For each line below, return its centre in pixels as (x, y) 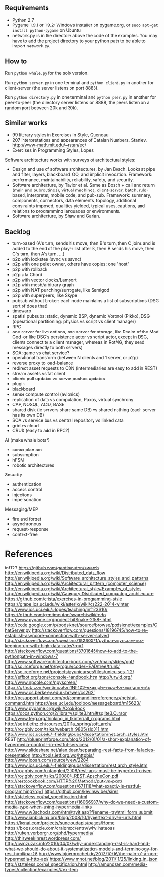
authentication (27, 484)
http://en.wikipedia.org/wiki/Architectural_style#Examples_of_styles (73, 589)
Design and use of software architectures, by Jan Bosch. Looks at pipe (84, 169)
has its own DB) (28, 415)
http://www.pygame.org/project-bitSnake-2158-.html (58, 620)
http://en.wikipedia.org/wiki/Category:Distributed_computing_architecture (79, 594)
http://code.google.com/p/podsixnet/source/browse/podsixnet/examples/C (81, 625)
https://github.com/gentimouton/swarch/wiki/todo (56, 615)
